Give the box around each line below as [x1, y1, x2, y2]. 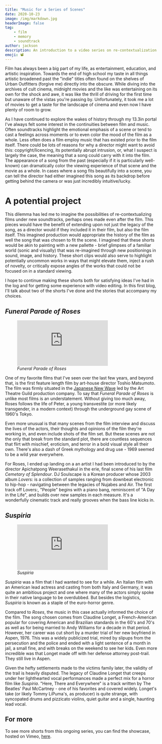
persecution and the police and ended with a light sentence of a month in [5, 640, 151, 646]
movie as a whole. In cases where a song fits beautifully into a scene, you [5, 168, 152, 174]
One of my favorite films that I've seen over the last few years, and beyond [5, 375, 154, 381]
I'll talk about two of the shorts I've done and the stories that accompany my [5, 288, 157, 294]
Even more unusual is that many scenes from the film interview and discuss [5, 421, 156, 427]
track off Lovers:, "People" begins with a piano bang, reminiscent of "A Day [5, 487, 155, 493]
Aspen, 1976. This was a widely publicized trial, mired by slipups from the [5, 635, 151, 640]
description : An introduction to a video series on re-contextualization [5, 48, 157, 52]
